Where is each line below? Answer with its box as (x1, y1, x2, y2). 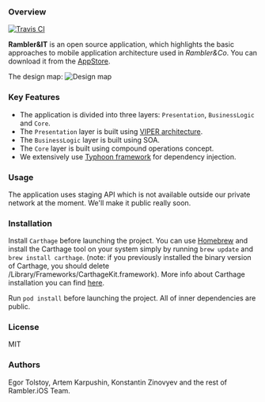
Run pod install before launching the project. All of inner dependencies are (8, 293, 256, 303)
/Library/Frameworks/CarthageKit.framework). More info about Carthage (8, 270, 245, 279)
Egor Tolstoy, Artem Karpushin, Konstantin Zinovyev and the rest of (8, 377, 228, 387)
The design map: (8, 72, 63, 82)
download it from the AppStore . (8, 56, 111, 66)
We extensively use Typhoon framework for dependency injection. (19, 151, 237, 161)
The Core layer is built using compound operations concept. (19, 144, 214, 153)
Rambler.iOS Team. (8, 385, 71, 395)
